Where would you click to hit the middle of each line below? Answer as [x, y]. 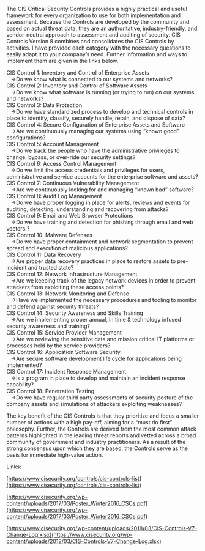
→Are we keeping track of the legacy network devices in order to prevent [103, 280]
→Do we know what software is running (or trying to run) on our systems [102, 92]
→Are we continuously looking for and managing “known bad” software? [102, 190]
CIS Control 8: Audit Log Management [54, 196]
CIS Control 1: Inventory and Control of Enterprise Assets [78, 72]
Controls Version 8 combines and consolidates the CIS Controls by [90, 41]
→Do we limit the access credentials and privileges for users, [88, 170]
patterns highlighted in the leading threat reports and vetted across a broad [101, 435]
